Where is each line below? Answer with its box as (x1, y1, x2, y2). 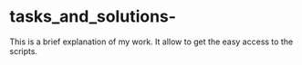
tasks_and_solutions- (9, 6, 176, 27)
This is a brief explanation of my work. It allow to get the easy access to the (9, 36, 294, 47)
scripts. (9, 45, 38, 56)
